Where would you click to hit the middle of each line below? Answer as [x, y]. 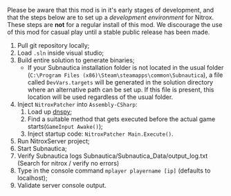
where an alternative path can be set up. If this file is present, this [121, 90]
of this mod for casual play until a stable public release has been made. [109, 32]
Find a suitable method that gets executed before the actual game [121, 119]
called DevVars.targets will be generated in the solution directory [120, 82]
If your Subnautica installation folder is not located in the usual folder [126, 68]
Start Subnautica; [42, 149]
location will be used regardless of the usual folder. [100, 97]
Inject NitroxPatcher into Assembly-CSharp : [77, 104]
